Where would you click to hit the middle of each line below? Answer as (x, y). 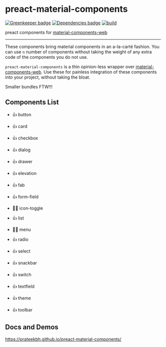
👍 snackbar (24, 262)
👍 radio (20, 239)
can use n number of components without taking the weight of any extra (79, 52)
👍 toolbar (22, 309)
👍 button (22, 114)
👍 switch (22, 274)
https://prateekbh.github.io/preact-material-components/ (63, 339)
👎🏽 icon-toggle (28, 208)
